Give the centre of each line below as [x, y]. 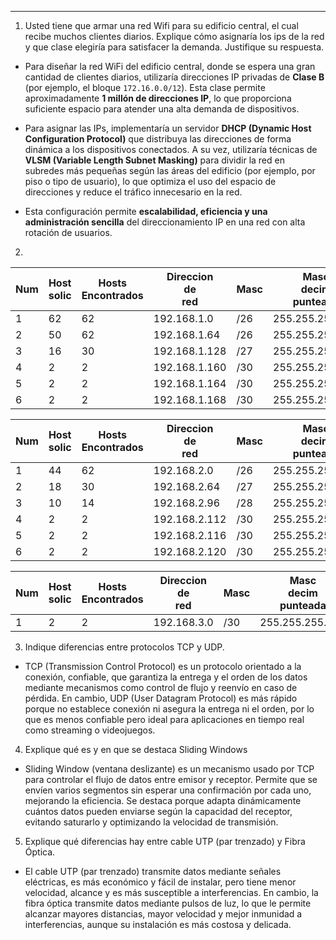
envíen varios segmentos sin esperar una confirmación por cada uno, [168, 790]
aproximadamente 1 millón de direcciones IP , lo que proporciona [158, 98]
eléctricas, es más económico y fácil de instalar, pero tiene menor [160, 882]
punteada [303, 605]
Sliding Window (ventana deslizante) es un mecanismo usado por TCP [169, 769]
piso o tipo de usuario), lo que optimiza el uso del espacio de [150, 181]
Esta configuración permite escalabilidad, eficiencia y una [146, 211]
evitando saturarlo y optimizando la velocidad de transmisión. [151, 822]
